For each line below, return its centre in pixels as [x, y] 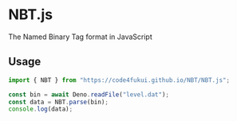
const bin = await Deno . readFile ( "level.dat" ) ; [89, 94]
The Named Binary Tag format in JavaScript [81, 37]
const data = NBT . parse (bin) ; [59, 102]
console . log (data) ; [41, 109]
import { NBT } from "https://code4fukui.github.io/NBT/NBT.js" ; [119, 80]
